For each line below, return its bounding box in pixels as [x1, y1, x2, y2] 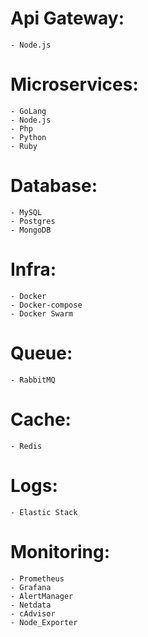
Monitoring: [10, 540, 111, 563]
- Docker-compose [10, 300, 83, 310]
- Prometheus [10, 573, 65, 584]
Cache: [10, 408, 72, 431]
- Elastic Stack [10, 507, 78, 517]
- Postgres [10, 216, 56, 226]
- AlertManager [10, 591, 74, 601]
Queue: [10, 342, 73, 364]
